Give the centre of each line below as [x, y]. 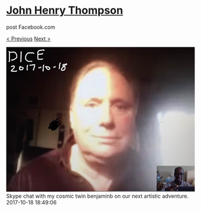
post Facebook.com [31, 27]
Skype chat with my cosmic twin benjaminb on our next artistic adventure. [98, 196]
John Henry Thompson [65, 10]
